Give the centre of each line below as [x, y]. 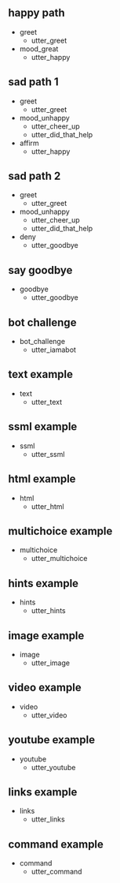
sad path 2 [35, 176]
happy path [36, 13]
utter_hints [48, 611]
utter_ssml [48, 454]
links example [43, 792]
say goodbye [40, 270]
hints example [44, 583]
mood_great [39, 49]
